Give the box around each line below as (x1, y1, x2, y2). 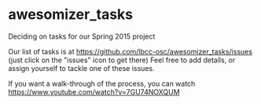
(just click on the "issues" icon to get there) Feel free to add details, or (8, 55, 236, 65)
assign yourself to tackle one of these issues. (8, 63, 155, 72)
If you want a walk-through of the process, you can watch (8, 79, 196, 88)
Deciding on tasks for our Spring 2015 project (8, 32, 156, 41)
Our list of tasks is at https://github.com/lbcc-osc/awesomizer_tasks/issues (8, 46, 253, 56)
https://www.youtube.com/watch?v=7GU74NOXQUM (8, 87, 180, 96)
